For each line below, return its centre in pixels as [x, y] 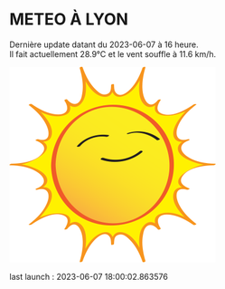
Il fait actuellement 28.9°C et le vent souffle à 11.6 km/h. [113, 53]
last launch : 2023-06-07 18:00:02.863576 [89, 276]
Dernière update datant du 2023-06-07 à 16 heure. [104, 44]
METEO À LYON [69, 19]
